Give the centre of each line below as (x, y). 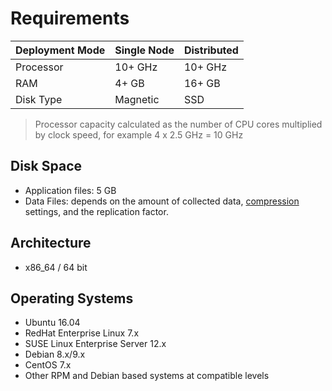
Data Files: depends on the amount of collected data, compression (162, 201)
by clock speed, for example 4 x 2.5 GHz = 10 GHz (139, 134)
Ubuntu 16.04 (52, 323)
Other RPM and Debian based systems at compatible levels (147, 376)
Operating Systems (72, 298)
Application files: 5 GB (70, 190)
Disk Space (46, 166)
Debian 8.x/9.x (55, 354)
